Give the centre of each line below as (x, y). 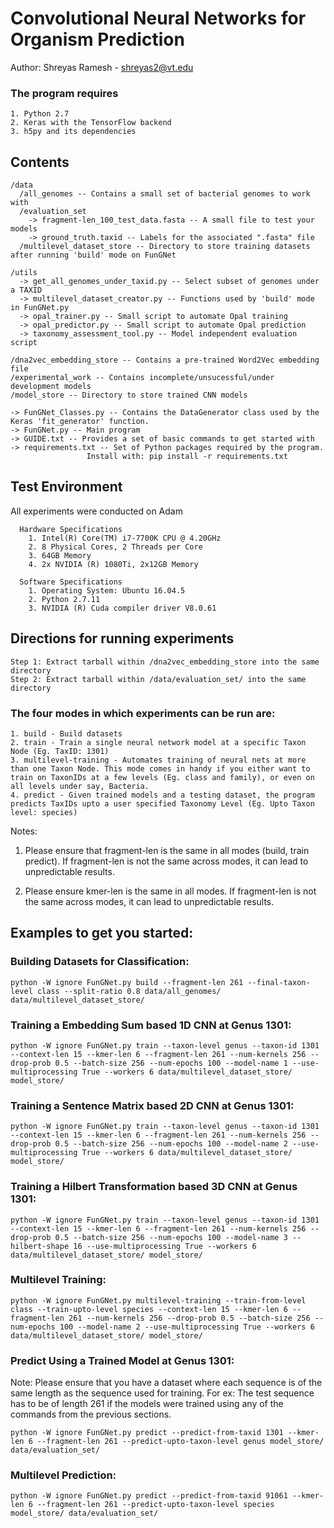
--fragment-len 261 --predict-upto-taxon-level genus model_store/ (180, 1442)
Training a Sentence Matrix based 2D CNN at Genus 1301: (152, 1105)
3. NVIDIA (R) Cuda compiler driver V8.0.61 (122, 608)
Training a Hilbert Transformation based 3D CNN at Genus (154, 1187)
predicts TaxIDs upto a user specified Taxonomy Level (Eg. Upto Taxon (162, 803)
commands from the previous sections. (91, 1414)
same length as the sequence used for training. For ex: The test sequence (162, 1393)
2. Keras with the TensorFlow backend (91, 123)
